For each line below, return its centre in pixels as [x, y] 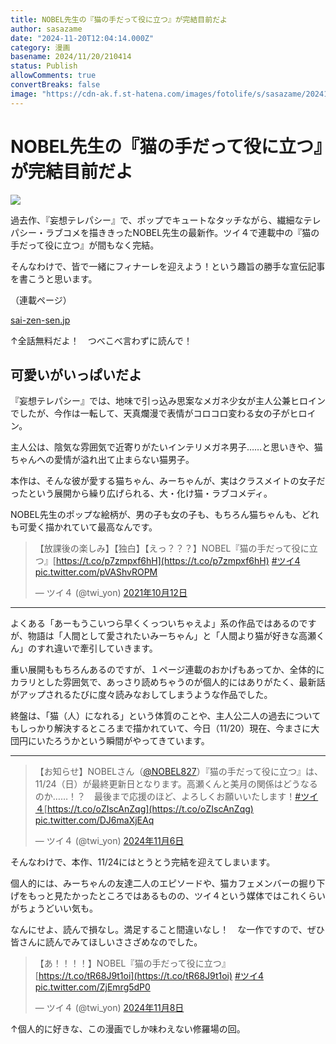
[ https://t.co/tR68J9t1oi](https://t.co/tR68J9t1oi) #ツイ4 [149, 976]
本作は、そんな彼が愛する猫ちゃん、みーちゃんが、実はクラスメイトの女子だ [168, 481]
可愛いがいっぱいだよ [76, 374]
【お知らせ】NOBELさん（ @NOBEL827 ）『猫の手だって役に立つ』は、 [178, 772]
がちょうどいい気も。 [54, 908]
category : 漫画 [40, 47]
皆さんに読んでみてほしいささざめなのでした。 [106, 942]
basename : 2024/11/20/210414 [71, 57]
